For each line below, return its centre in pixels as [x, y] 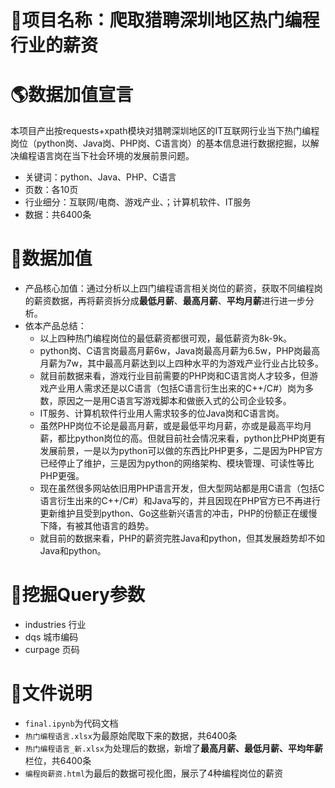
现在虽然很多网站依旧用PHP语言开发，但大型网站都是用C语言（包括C [182, 488]
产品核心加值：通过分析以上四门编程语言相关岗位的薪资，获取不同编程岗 [173, 288]
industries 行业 [55, 624]
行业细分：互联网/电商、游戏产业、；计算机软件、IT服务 [138, 202]
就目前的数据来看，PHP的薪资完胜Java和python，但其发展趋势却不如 [182, 538]
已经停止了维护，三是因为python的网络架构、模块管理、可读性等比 [177, 463]
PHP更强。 [62, 476]
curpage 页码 [52, 649]
